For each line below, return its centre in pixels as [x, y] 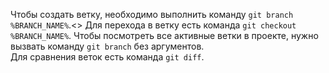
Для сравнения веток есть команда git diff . [107, 57]
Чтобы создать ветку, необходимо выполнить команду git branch [152, 14]
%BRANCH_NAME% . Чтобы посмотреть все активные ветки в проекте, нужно [164, 35]
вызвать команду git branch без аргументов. [107, 46]
